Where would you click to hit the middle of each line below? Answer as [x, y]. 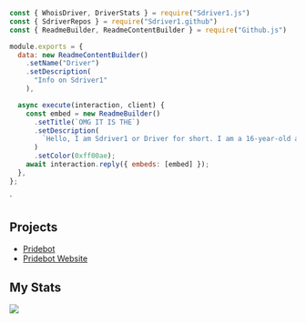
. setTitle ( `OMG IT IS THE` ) [87, 122]
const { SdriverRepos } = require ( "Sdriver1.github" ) [114, 21]
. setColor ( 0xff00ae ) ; [75, 156]
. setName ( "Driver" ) [63, 64]
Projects [34, 227]
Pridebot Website [55, 258]
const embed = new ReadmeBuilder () [93, 114]
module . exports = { [46, 46]
